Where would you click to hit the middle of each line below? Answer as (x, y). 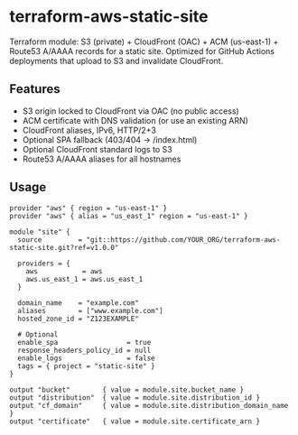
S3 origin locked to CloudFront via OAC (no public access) (130, 111)
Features (35, 89)
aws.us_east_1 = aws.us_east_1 (84, 279)
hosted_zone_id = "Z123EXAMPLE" (79, 319)
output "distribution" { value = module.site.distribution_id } (135, 398)
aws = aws (64, 271)
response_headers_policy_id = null (84, 350)
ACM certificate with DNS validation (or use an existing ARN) (135, 120)
